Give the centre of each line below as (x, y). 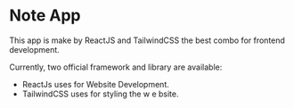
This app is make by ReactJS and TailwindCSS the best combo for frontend (147, 40)
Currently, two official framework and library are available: (116, 67)
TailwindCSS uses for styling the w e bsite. (101, 94)
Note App (45, 16)
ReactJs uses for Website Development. (95, 84)
